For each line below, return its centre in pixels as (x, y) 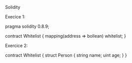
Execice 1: (15, 17)
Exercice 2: (16, 46)
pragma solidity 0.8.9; (27, 26)
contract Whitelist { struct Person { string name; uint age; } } (66, 55)
